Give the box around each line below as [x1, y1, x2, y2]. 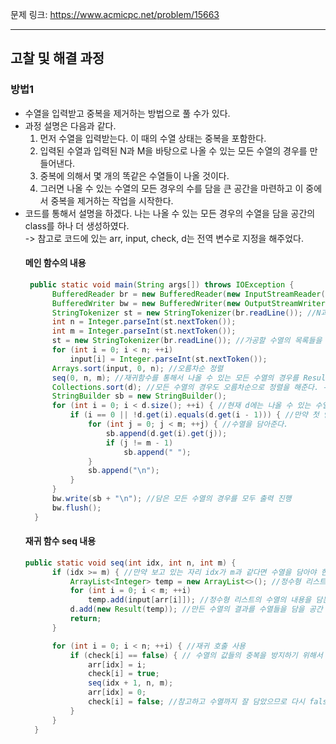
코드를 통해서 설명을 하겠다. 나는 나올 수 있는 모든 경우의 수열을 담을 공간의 [24, 207, 316, 219]
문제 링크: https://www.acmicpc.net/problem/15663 [10, 9, 220, 20]
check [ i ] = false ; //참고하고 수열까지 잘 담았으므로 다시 [88, 697, 305, 707]
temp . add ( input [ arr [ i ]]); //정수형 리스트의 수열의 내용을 [88, 595, 312, 605]
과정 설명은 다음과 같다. [24, 119, 117, 132]
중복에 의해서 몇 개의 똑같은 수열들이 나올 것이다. [39, 169, 230, 182]
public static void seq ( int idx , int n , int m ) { [24, 558, 237, 568]
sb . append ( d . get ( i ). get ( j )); [105, 428, 228, 438]
